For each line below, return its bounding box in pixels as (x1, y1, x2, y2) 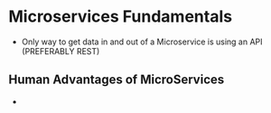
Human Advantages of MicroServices (8, 72, 225, 88)
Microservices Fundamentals (8, 6, 232, 27)
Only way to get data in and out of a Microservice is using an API (21, 36, 263, 47)
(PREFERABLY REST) (21, 45, 100, 56)
